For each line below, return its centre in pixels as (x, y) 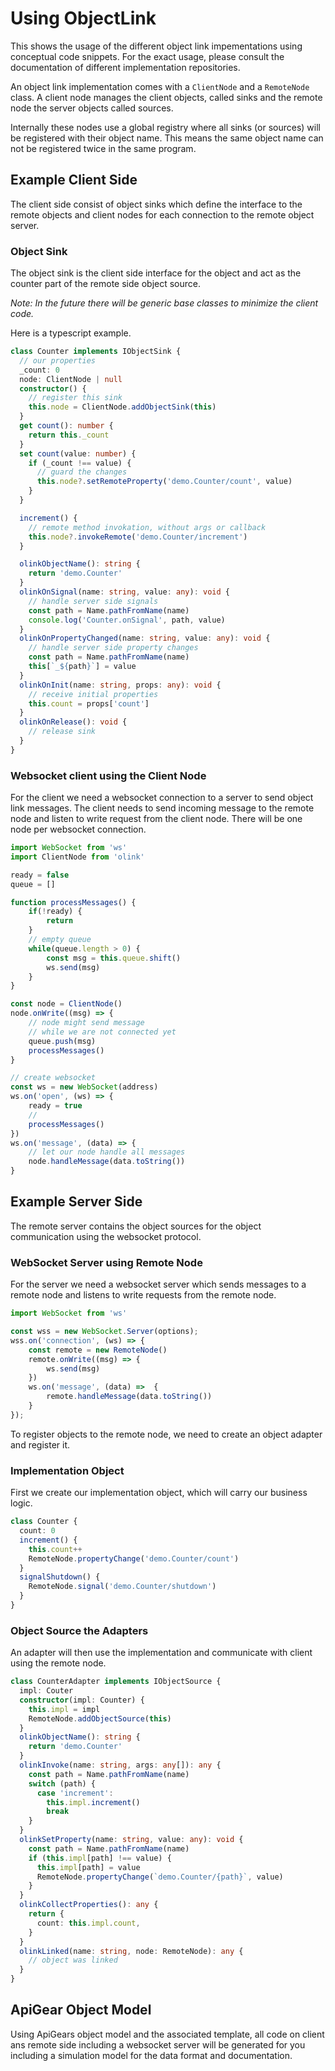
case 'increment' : (75, 1793)
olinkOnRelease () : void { (73, 722)
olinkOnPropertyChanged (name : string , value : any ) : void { (145, 638)
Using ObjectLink (83, 18)
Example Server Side (76, 1202)
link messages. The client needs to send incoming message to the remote (162, 808)
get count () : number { (66, 426)
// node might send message (86, 1023)
